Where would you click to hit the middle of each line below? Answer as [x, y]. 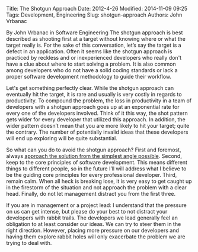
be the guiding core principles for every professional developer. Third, [92, 175]
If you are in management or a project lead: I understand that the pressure [96, 205]
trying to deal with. [29, 243]
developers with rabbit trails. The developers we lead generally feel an [92, 218]
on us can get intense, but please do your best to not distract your [87, 211]
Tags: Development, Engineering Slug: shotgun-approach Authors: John [94, 15]
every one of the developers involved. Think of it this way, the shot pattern [97, 113]
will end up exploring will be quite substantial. [62, 138]
